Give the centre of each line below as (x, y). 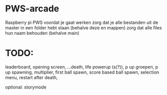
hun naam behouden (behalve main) (42, 33)
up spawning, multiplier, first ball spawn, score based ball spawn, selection (82, 72)
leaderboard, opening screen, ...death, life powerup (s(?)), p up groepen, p (82, 67)
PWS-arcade (32, 9)
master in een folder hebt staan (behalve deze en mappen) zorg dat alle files (83, 27)
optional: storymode (26, 87)
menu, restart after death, (32, 77)
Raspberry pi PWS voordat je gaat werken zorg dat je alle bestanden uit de (82, 22)
